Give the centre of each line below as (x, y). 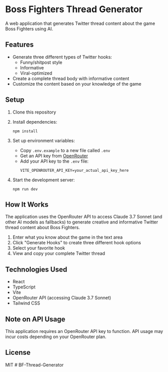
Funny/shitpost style (41, 62)
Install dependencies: (35, 122)
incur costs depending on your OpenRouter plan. (56, 337)
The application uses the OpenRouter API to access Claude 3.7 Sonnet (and (84, 217)
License (18, 352)
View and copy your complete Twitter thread (59, 253)
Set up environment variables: (44, 140)
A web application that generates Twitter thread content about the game (80, 23)
